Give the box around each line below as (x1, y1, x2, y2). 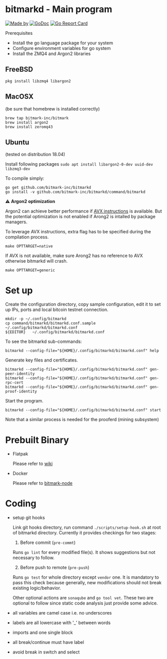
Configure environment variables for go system (12, 45, 111, 51)
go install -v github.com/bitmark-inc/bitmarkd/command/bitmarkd (5, 189, 145, 195)
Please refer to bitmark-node (12, 480, 73, 486)
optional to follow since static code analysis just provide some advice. (12, 600, 158, 606)
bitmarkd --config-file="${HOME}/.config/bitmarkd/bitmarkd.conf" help (5, 348, 159, 353)
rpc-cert (5, 380, 24, 385)
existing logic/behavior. (12, 585, 62, 591)
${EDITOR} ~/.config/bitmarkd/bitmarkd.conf (5, 330, 105, 335)
